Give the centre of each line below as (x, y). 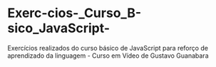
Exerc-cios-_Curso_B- (74, 13)
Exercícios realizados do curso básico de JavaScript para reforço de (108, 48)
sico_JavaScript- (59, 28)
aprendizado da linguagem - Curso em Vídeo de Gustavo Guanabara (108, 56)
